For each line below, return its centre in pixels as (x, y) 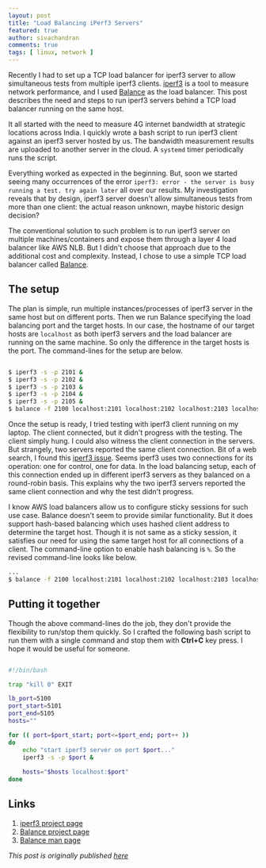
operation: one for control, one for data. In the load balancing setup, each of (132, 467)
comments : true (33, 45)
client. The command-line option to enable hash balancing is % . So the (122, 549)
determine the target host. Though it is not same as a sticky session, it (123, 532)
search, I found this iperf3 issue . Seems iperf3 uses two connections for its (131, 458)
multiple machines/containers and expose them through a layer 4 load (122, 239)
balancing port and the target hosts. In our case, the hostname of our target (131, 325)
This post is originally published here (68, 855)
